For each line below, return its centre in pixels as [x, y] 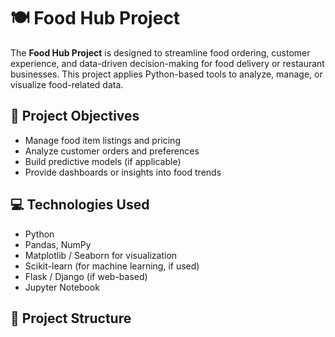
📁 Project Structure [71, 318]
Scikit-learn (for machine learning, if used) [112, 266]
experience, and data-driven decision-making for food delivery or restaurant [167, 63]
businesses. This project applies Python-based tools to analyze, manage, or [166, 74]
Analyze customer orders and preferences [112, 151]
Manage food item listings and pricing [102, 140]
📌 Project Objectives [75, 116]
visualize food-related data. [67, 84]
